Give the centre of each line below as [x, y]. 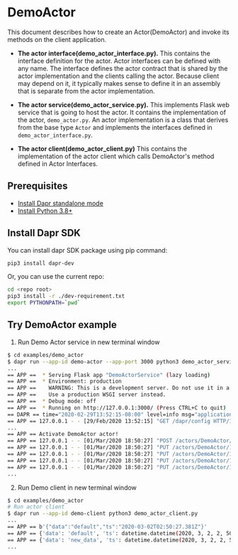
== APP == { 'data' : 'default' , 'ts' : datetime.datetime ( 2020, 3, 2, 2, [115, 533]
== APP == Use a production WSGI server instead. [87, 395]
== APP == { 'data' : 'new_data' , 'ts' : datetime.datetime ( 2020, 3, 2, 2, [117, 540]
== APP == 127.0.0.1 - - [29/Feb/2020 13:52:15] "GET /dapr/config [109, 421]
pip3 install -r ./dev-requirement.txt [66, 296]
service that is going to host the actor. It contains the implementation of [122, 112]
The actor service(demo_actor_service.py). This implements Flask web [124, 104]
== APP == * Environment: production [64, 381]
